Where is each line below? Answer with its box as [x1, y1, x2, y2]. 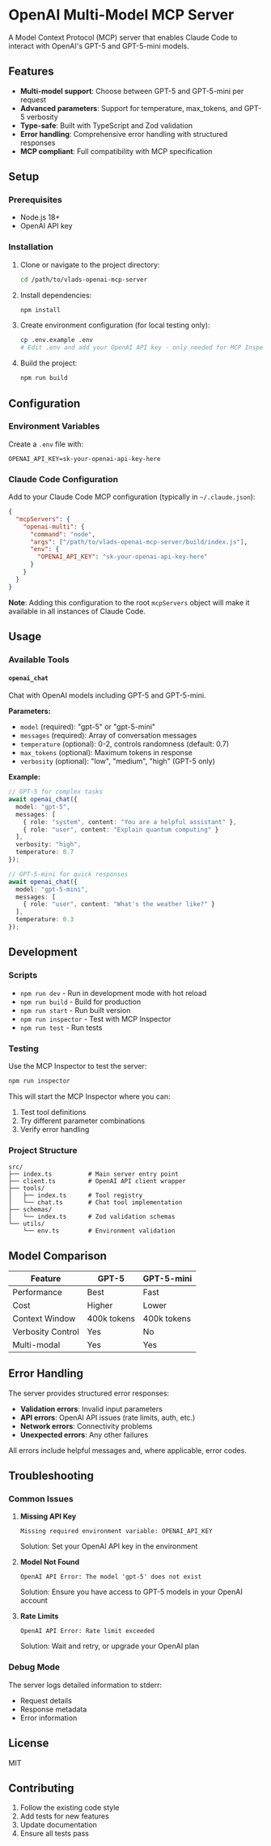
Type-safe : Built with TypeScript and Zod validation [19, 120, 193, 130]
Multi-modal [12, 1339, 61, 1350]
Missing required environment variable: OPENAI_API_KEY [19, 1528, 213, 1536]
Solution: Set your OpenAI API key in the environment [19, 1541, 198, 1551]
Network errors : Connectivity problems [19, 1421, 153, 1431]
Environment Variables [8, 421, 100, 432]
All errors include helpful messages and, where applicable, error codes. [8, 1445, 247, 1455]
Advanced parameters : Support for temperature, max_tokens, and [19, 103, 243, 113]
